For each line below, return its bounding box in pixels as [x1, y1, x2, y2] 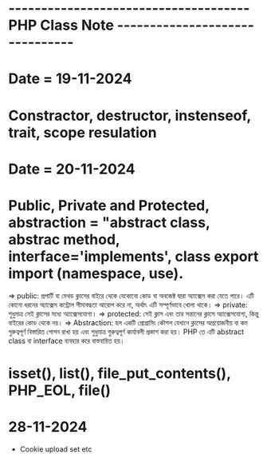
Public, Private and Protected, [8, 196, 210, 214]
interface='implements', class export [8, 247, 259, 265]
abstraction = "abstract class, [8, 213, 210, 231]
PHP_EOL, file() [8, 381, 112, 399]
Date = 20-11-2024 [8, 160, 135, 178]
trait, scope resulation [8, 123, 157, 141]
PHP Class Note [8, 16, 114, 34]
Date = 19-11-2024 [8, 70, 133, 88]
